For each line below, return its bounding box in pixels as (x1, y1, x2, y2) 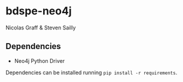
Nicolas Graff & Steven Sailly (5, 24, 76, 31)
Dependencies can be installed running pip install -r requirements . (5, 69, 178, 76)
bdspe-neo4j (5, 4, 72, 18)
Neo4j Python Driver (14, 57, 65, 64)
